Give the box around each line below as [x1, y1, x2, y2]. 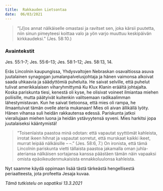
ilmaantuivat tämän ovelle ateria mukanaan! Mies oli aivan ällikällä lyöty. [5, 105, 149, 111]
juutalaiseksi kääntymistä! [5, 120, 57, 126]
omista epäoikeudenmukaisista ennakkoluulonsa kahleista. [17, 156, 136, 162]
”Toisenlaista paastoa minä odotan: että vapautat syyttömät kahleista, [17, 130, 158, 136]
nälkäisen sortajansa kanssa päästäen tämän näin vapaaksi [37, 150, 157, 157]
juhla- [136, 145, 148, 151]
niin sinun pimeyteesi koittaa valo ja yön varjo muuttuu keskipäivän [17, 30, 152, 36]
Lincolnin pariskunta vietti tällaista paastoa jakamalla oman [17, 145, 136, 151]
